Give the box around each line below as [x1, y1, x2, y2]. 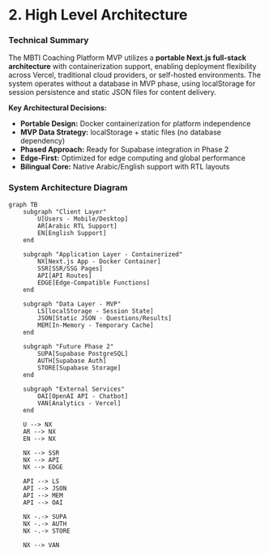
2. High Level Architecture [8, 6, 188, 24]
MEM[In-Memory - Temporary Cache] [37, 321, 154, 329]
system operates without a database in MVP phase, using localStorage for [8, 79, 256, 88]
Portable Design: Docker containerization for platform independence [19, 119, 251, 129]
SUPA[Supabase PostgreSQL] [37, 349, 129, 357]
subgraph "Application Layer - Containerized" [23, 250, 183, 259]
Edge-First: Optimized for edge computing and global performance [19, 153, 246, 163]
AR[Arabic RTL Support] [37, 221, 117, 230]
